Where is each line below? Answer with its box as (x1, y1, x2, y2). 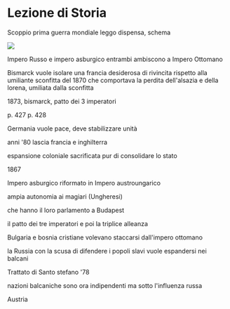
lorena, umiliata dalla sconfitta (7, 83, 94, 92)
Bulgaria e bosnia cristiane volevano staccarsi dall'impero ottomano (7, 233, 203, 242)
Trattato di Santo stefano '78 (7, 268, 90, 276)
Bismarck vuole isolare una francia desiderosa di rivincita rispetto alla (7, 68, 208, 77)
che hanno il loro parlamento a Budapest (7, 206, 125, 214)
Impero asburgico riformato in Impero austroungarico (7, 178, 161, 187)
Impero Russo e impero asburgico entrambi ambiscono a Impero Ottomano (7, 55, 223, 63)
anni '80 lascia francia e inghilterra (7, 138, 107, 146)
